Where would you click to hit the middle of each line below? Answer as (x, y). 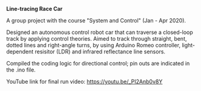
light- (188, 45)
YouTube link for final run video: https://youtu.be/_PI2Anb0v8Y (84, 82)
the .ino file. (21, 70)
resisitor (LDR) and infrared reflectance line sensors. (100, 52)
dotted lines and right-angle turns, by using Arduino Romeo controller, (93, 45)
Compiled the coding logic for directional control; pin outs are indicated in (98, 63)
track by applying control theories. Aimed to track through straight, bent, (97, 39)
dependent (20, 52)
